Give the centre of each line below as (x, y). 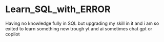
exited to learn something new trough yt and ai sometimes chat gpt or (79, 28)
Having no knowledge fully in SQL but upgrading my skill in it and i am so (82, 23)
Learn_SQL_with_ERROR (58, 9)
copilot (13, 34)
